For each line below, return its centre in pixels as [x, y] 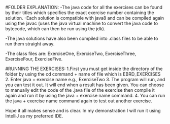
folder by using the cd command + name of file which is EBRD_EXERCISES [83, 74]
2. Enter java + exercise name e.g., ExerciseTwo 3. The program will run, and [85, 79]
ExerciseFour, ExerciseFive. [34, 59]
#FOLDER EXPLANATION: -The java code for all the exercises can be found [84, 7]
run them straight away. [30, 44]
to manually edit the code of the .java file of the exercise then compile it [80, 90]
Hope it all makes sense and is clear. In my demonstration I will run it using [83, 111]
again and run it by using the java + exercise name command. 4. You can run [85, 96]
